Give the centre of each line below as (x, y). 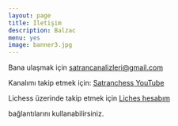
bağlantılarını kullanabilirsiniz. (56, 114)
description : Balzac (42, 30)
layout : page (30, 15)
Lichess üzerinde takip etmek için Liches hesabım (89, 98)
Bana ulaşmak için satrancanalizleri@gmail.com (86, 67)
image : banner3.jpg (40, 45)
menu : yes (25, 38)
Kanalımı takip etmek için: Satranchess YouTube (86, 83)
